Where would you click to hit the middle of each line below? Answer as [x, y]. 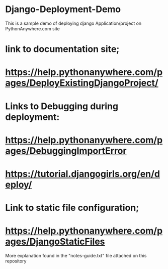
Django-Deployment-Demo [63, 9]
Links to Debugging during [62, 106]
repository [16, 261]
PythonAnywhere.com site [33, 28]
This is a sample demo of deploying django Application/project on [73, 23]
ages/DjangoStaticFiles [55, 242]
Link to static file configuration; [72, 208]
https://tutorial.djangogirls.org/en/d [82, 174]
